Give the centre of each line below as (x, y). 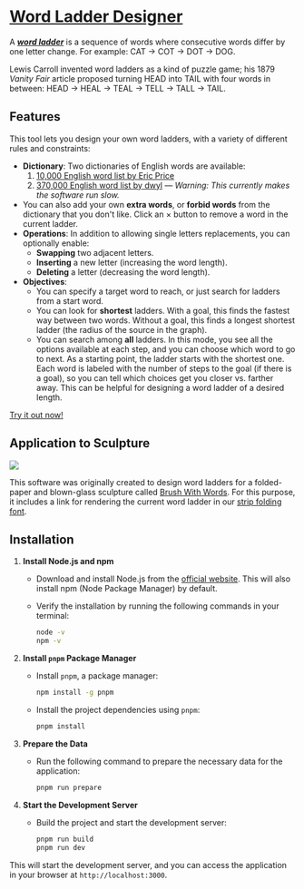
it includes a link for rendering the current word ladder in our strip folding (146, 502)
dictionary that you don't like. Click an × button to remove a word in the (155, 214)
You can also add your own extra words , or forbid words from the (146, 204)
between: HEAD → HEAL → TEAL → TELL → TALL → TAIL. (118, 88)
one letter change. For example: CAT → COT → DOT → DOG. (123, 51)
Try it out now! (36, 415)
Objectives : (45, 281)
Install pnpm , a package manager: (97, 676)
